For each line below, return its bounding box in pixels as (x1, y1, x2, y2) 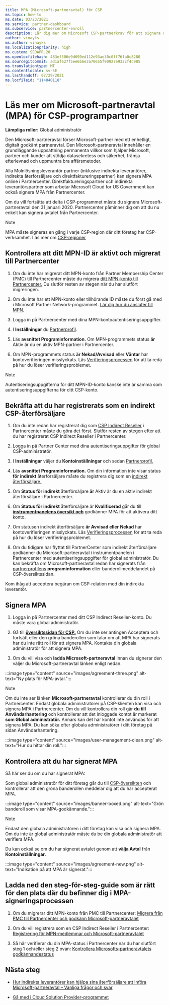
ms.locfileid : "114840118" (5, 78, 62, 83)
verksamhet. (5, 234, 31, 240)
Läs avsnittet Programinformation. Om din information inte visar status (12, 468, 161, 474)
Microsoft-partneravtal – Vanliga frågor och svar (12, 984, 113, 990)
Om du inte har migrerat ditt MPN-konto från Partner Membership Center (12, 270, 163, 276)
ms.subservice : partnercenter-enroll (5, 26, 84, 31)
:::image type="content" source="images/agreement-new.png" (5, 861, 136, 867)
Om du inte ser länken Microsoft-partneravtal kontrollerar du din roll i (5, 695, 150, 701)
